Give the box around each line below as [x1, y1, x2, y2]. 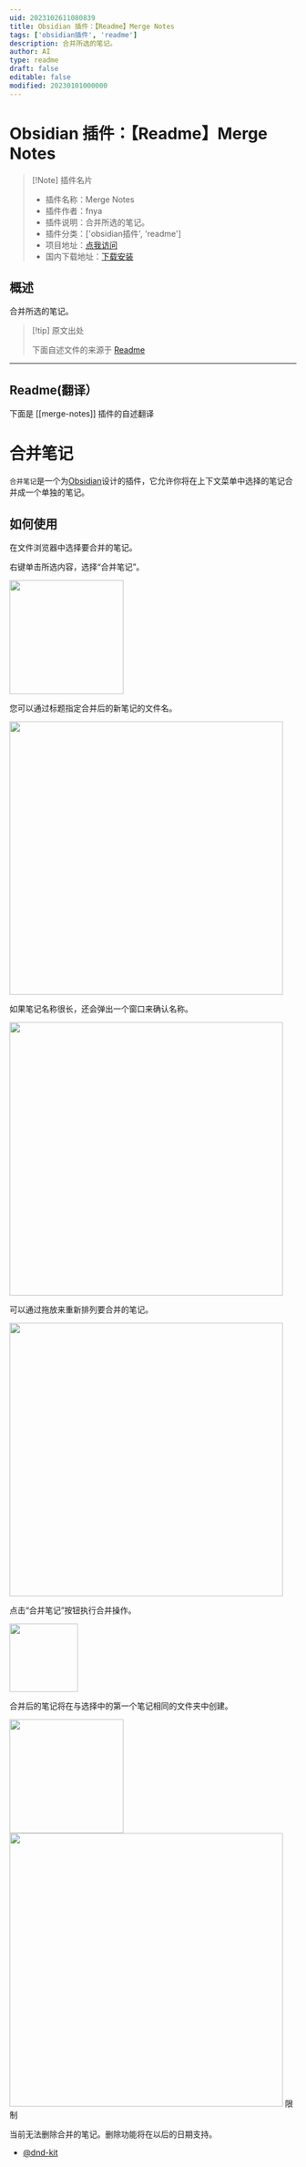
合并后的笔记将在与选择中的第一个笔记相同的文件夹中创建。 [9, 1700, 233, 1711]
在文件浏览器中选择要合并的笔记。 [9, 541, 138, 552]
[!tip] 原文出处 [31, 325, 85, 336]
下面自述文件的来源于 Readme [31, 344, 146, 355]
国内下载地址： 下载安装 [45, 251, 134, 262]
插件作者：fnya [45, 205, 103, 216]
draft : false [9, 65, 59, 74]
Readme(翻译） [9, 382, 98, 397]
